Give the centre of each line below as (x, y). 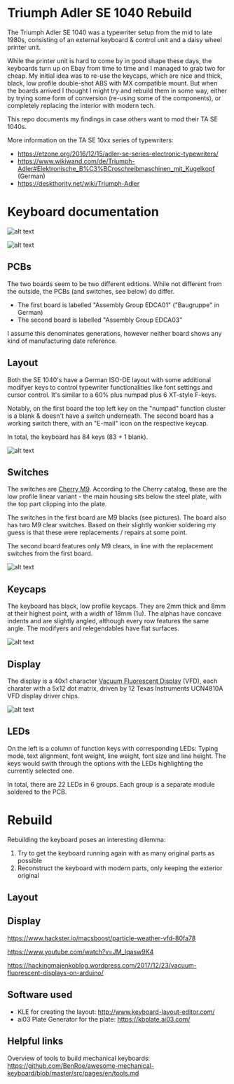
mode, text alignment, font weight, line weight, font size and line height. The (117, 756)
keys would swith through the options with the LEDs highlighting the (105, 763)
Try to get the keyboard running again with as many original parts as (116, 853)
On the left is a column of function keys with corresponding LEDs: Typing (113, 748)
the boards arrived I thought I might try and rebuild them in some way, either (117, 90)
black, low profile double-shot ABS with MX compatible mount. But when (112, 83)
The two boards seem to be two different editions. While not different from (115, 284)
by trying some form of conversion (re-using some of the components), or (114, 98)
